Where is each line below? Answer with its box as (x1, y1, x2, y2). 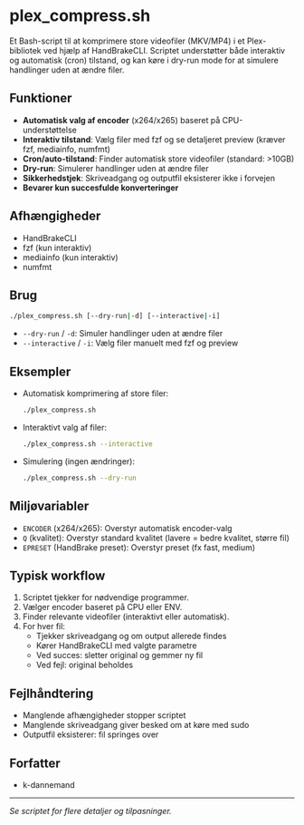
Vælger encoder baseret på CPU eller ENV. (22, 602, 183, 613)
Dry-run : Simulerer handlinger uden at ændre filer (22, 162, 210, 173)
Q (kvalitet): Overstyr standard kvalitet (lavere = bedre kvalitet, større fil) (22, 532, 290, 543)
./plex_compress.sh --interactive (22, 439, 153, 449)
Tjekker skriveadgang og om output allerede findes (35, 631, 227, 642)
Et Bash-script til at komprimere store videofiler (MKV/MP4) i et (9, 35, 245, 46)
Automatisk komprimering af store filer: (22, 388, 169, 399)
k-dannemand (22, 779, 75, 790)
